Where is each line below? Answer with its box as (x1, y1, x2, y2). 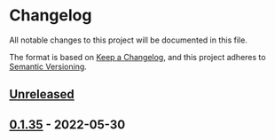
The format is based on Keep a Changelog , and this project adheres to (9, 51, 266, 62)
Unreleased (9, 87, 75, 102)
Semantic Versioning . (9, 61, 87, 72)
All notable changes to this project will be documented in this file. (9, 35, 248, 45)
